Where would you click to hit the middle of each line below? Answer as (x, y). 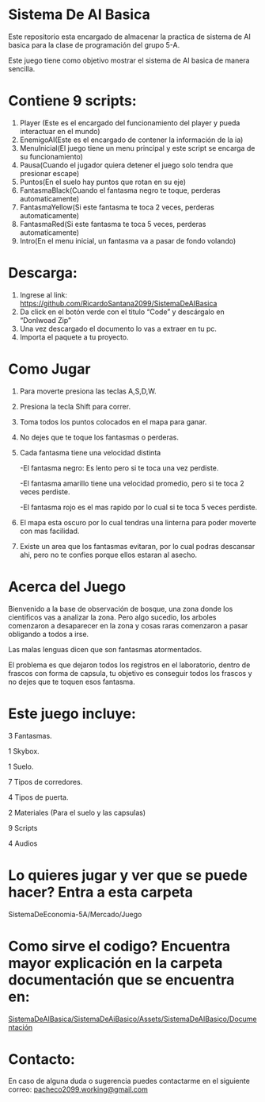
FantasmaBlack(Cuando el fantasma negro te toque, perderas (120, 190)
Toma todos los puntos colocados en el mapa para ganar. (113, 421)
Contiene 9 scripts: (72, 101)
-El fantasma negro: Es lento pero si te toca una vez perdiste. (119, 468)
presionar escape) (49, 173)
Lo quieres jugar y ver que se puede (128, 875)
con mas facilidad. (49, 531)
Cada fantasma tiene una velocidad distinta (90, 452)
